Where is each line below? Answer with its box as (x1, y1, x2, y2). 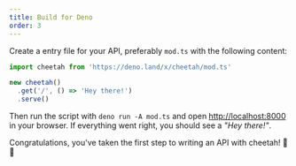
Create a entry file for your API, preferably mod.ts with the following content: (9, 45, 288, 56)
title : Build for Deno (9, 12, 93, 22)
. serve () (17, 94, 50, 104)
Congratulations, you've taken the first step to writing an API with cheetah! (9, 138, 281, 147)
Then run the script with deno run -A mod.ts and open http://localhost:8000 (9, 111, 286, 121)
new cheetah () (9, 79, 62, 87)
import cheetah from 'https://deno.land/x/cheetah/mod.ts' (9, 63, 232, 72)
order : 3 (9, 21, 42, 30)
